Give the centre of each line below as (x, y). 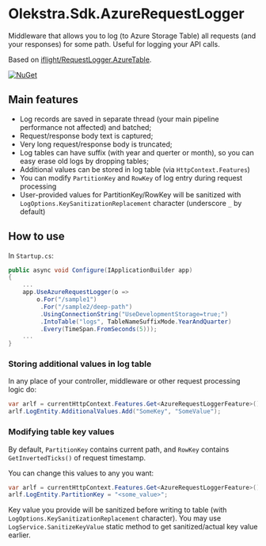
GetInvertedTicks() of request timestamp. (77, 457)
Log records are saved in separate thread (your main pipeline (119, 119)
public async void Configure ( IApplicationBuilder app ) (101, 270)
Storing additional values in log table (80, 364)
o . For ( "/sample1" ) (67, 300)
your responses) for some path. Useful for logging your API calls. (114, 44)
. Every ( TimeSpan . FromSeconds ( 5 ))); (99, 329)
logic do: (23, 390)
